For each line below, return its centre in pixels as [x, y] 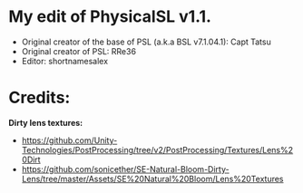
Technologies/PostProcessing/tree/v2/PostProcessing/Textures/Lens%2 [157, 150]
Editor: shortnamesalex [65, 61]
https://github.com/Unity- [69, 140]
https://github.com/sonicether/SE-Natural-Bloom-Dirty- [125, 169]
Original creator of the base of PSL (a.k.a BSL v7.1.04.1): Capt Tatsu [146, 42]
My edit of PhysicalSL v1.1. [110, 17]
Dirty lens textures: [46, 122]
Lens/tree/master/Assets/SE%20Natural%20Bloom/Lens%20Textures [152, 179]
